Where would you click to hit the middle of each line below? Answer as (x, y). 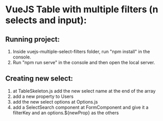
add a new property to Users (43, 96)
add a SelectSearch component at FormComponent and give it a (80, 107)
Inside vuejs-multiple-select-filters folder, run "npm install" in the (81, 52)
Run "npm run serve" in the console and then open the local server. (84, 62)
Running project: (33, 39)
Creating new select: (39, 79)
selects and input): (46, 20)
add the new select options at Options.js (55, 102)
